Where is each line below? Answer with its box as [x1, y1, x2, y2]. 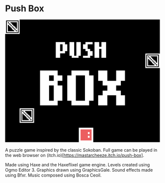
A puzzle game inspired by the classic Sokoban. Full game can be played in [5, 147, 158, 153]
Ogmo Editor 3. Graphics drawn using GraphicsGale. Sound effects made [5, 167, 153, 173]
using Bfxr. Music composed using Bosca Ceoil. [5, 172, 102, 178]
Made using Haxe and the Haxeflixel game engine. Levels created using [5, 161, 150, 167]
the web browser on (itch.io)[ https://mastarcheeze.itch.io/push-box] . [5, 152, 144, 158]
